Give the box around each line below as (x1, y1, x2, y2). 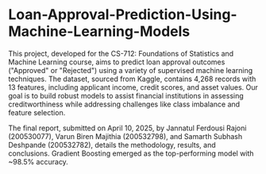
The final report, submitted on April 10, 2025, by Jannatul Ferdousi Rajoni (8, 123, 247, 133)
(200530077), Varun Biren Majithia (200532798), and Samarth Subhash (8, 131, 243, 141)
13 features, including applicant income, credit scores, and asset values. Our (8, 82, 258, 92)
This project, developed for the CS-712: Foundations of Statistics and (8, 48, 234, 58)
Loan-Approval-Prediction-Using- (8, 6, 237, 24)
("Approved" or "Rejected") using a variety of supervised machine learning (8, 65, 253, 75)
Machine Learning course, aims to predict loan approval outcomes (8, 57, 226, 67)
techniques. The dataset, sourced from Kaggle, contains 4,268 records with (8, 74, 256, 83)
